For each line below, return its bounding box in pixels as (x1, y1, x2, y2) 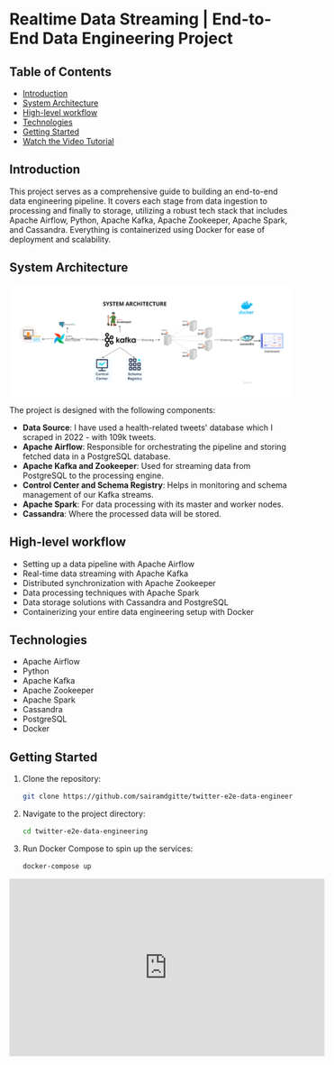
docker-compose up (22, 861, 92, 870)
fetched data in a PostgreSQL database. (22, 451, 171, 462)
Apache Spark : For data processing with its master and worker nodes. (22, 499, 284, 510)
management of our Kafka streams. (22, 489, 155, 500)
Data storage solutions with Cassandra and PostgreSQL (22, 596, 230, 608)
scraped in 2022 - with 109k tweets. (22, 431, 157, 442)
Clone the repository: (22, 774, 102, 785)
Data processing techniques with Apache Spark (22, 587, 200, 598)
